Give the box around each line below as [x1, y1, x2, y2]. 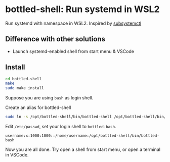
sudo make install [5, 86, 44, 91]
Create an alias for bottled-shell [5, 104, 71, 111]
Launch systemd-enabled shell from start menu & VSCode [12, 48, 134, 54]
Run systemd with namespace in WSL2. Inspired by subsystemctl [5, 20, 142, 26]
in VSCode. [5, 152, 29, 158]
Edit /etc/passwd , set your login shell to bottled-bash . [5, 124, 116, 130]
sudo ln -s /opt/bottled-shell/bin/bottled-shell [5, 115, 112, 120]
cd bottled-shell [5, 76, 42, 81]
